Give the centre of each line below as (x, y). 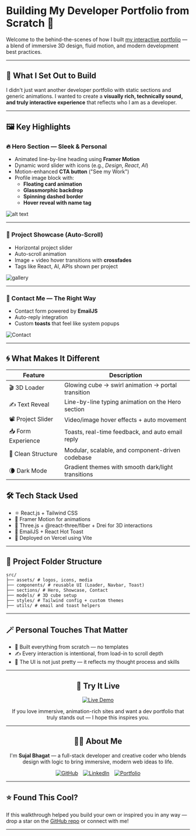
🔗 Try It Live (98, 686)
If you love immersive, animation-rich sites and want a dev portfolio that (98, 711)
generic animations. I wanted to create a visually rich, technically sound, (94, 96)
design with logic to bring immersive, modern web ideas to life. (98, 762)
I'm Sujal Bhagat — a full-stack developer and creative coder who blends (98, 755)
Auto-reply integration (41, 317)
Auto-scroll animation (40, 253)
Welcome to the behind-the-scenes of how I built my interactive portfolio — (97, 39)
